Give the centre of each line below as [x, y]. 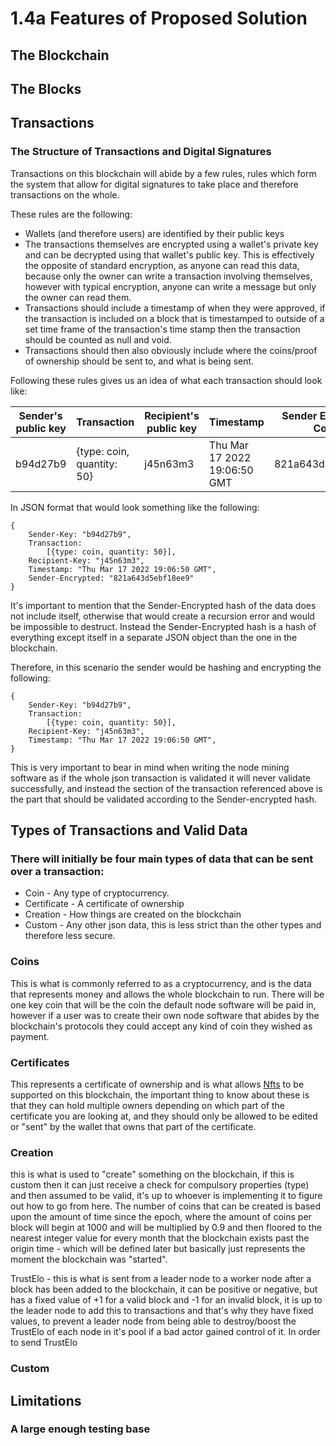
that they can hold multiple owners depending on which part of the [147, 1105]
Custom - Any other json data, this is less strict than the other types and [173, 925]
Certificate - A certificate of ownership [104, 904]
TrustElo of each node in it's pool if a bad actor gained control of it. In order [165, 1332]
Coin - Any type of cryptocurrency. [97, 893]
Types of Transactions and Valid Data [129, 830]
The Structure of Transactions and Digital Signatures [141, 152]
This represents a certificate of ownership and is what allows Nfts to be [157, 1084]
